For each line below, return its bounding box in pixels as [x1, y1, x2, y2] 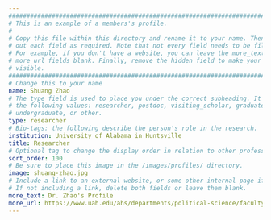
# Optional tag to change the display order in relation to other [8, 147, 236, 155]
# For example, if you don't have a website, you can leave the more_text [8, 49, 265, 57]
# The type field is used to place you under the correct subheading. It [8, 94, 262, 102]
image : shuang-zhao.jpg [8, 169, 89, 177]
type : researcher [8, 117, 67, 125]
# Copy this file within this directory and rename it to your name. [8, 34, 248, 43]
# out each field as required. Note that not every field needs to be [8, 42, 251, 50]
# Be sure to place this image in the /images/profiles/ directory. [8, 162, 244, 170]
